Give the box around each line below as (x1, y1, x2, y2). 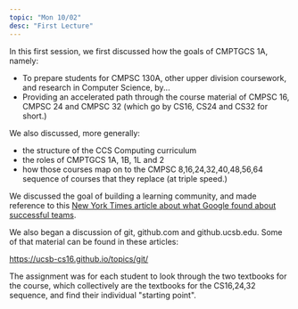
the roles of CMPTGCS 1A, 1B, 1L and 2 (21, 154, 165, 165)
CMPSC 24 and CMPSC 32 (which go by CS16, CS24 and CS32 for (21, 101, 269, 111)
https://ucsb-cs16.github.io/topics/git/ (9, 253, 149, 264)
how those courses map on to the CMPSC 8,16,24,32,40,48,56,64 (21, 164, 263, 175)
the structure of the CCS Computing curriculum (21, 144, 197, 156)
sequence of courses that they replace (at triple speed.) (21, 173, 228, 183)
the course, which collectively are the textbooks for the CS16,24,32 (9, 280, 256, 290)
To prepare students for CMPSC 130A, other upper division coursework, (21, 72, 287, 83)
